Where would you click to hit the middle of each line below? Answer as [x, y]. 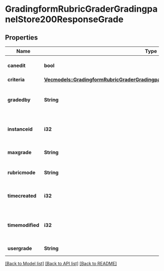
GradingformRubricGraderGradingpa [81, 9]
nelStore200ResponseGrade [64, 19]
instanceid [20, 129]
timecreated [22, 196]
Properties [21, 37]
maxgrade [20, 152]
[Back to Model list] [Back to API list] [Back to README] [61, 263]
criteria [16, 79]
